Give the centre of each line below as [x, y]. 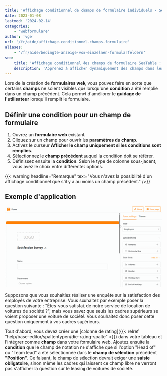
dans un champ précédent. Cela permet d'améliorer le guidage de [73, 94]
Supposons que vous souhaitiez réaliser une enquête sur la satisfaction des [83, 295]
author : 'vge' [20, 37]
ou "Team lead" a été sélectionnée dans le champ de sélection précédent [81, 353]
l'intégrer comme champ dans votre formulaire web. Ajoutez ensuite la [78, 342]
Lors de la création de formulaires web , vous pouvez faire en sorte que [78, 83]
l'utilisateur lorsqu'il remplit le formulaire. [48, 99]
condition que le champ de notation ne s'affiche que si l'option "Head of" [80, 347]
